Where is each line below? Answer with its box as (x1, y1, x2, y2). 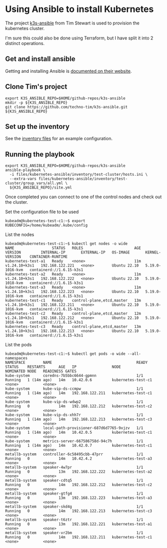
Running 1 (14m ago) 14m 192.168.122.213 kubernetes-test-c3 (5, 417, 153, 422)
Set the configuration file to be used (5, 209, 79, 215)
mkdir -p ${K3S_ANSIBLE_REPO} (5, 100, 68, 105)
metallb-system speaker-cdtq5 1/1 (5, 478, 143, 483)
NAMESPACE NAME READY (5, 360, 148, 365)
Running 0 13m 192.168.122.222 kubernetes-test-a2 (5, 469, 153, 475)
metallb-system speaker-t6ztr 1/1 (5, 518, 143, 523)
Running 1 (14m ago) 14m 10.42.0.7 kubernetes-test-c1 (5, 443, 153, 448)
